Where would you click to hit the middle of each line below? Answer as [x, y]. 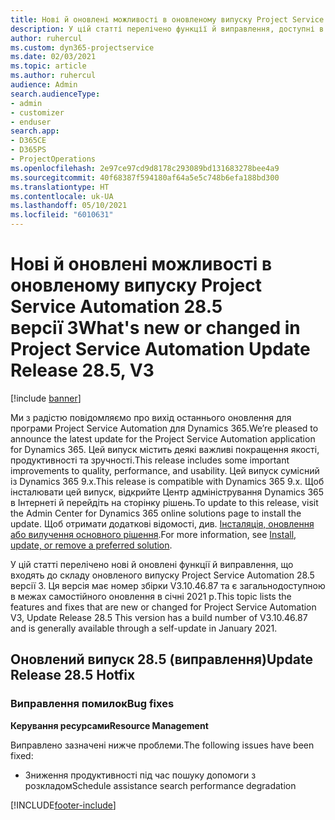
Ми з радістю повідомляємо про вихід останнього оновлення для [151, 417]
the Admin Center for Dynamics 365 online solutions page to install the [156, 513]
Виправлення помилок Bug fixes [92, 704]
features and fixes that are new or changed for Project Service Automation [163, 607]
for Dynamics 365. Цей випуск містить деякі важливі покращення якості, [165, 449]
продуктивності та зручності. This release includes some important [150, 460]
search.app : [35, 131]
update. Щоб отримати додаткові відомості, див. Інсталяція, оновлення [162, 523]
